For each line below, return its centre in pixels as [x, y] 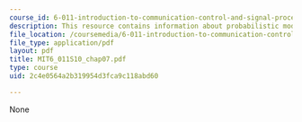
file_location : [38, 34]
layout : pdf [31, 51]
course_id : [30, 17]
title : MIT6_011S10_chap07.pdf [68, 59]
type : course [34, 68]
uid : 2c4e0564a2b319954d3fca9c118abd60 [84, 76]
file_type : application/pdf [62, 43]
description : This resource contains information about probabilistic [144, 26]
